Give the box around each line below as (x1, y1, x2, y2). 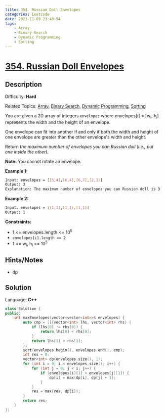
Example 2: (5, 196, 29, 202)
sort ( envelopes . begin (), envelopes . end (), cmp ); (23, 347, 125, 353)
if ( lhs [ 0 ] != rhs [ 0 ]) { (31, 324, 83, 329)
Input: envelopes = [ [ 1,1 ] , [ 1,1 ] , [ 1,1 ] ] (5, 205, 90, 210)
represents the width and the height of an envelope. (5, 119, 111, 125)
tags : (5, 21, 16, 26)
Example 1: (5, 168, 28, 174)
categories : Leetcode (5, 12, 50, 17)
